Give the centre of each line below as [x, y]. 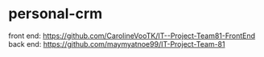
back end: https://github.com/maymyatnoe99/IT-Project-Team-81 [117, 44]
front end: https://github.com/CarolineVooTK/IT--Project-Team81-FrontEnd [132, 36]
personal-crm [56, 14]
